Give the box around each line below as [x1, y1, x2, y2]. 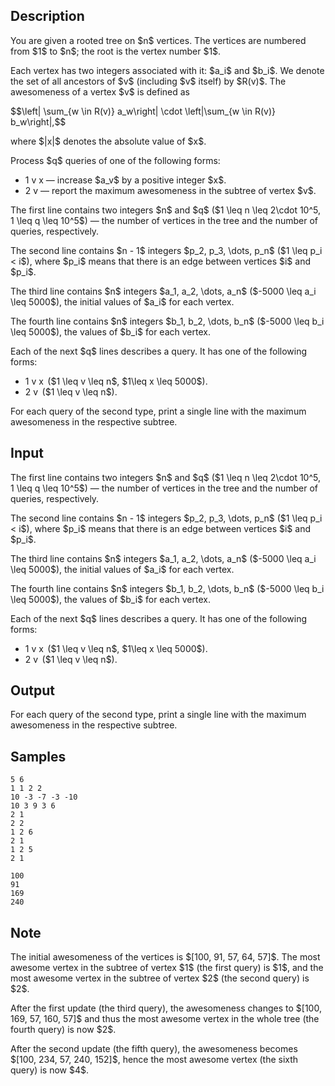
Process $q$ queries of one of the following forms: [10, 154, 221, 166]
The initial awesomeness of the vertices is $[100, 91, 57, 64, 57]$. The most [10, 951, 321, 963]
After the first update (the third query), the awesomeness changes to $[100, [10, 1002, 322, 1014]
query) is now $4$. [10, 1064, 89, 1076]
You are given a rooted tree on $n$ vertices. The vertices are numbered [10, 34, 307, 46]
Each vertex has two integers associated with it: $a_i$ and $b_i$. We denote [10, 64, 325, 76]
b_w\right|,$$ [10, 115, 67, 128]
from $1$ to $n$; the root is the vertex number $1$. [10, 45, 222, 57]
